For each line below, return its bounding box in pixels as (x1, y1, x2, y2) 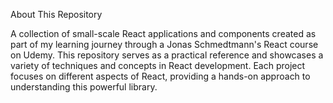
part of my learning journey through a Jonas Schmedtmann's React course (10, 39, 319, 50)
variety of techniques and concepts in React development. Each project (10, 60, 306, 71)
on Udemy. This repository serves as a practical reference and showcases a (10, 49, 324, 61)
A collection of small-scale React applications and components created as (10, 28, 317, 39)
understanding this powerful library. (10, 81, 158, 93)
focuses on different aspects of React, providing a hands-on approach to (10, 70, 311, 82)
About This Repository (10, 9, 103, 20)
